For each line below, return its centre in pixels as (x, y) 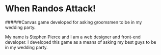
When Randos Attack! (51, 9)
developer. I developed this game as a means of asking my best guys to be (81, 42)
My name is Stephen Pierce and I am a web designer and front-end (73, 37)
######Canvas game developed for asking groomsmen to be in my (74, 22)
